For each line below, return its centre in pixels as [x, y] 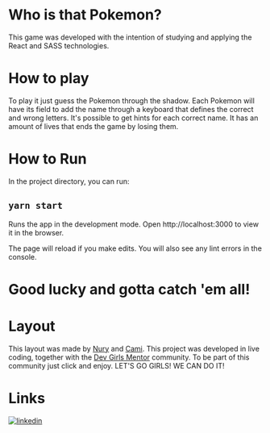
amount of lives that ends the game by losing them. [93, 126]
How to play [49, 79]
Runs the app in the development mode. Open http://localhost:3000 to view [134, 224]
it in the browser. [36, 232]
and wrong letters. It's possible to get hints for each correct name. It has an [133, 118]
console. [23, 256]
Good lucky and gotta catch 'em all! [129, 289]
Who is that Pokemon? [85, 15]
